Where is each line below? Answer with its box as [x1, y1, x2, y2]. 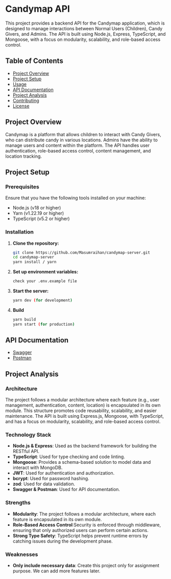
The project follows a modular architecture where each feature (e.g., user [5, 397, 160, 403]
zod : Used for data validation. [12, 481, 76, 487]
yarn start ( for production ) [12, 321, 75, 327]
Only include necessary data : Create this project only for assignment [12, 563, 160, 569]
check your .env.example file [12, 278, 78, 284]
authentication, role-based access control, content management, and [5, 147, 151, 154]
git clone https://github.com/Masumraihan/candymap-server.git [12, 250, 151, 255]
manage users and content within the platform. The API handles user [5, 142, 150, 148]
